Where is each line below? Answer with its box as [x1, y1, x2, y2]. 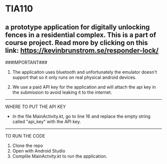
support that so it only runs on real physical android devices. [12, 74, 137, 80]
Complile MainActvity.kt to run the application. [12, 153, 107, 159]
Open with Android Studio [12, 148, 66, 154]
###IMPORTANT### [5, 59, 48, 65]
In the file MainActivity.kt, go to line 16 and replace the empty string [12, 113, 151, 119]
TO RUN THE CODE [5, 133, 46, 139]
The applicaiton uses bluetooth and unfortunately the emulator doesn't [12, 69, 158, 75]
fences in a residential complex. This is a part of [5, 30, 157, 39]
